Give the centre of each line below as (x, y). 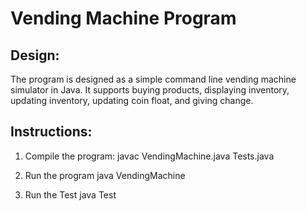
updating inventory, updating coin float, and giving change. (132, 100)
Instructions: (51, 132)
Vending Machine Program (123, 18)
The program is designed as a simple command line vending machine (153, 79)
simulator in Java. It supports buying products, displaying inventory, (150, 90)
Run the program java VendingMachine (105, 175)
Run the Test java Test (70, 194)
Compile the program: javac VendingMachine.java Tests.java (149, 156)
